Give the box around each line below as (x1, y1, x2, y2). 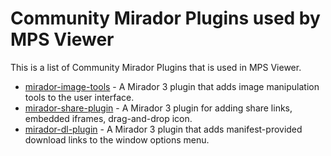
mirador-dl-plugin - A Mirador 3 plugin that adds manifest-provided (24, 123, 303, 135)
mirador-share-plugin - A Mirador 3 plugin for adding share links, (24, 102, 293, 114)
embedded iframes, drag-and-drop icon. (24, 112, 193, 124)
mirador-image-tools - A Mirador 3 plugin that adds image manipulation (24, 80, 320, 92)
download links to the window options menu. (24, 133, 210, 146)
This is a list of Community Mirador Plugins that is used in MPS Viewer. (10, 61, 302, 73)
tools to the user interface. (24, 91, 135, 103)
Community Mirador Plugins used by (10, 7, 321, 30)
